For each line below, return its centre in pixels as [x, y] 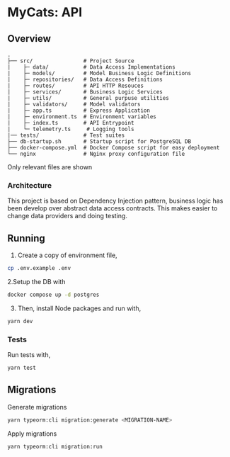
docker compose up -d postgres [53, 295]
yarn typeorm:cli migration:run [55, 446]
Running [27, 238]
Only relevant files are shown [50, 167]
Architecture [30, 185]
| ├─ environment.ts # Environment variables [82, 117]
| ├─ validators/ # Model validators [74, 104]
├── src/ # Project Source [71, 61]
